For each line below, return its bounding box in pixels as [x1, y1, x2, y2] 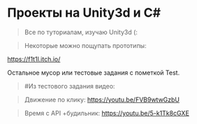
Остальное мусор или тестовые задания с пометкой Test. [7, 68, 180, 77]
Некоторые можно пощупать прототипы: [24, 41, 147, 49]
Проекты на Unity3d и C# [7, 5, 161, 21]
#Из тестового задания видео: [24, 82, 115, 90]
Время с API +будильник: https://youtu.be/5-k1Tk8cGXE [24, 109, 190, 117]
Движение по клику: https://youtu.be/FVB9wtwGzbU [24, 95, 180, 104]
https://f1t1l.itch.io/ [7, 54, 61, 63]
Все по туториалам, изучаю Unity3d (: [24, 28, 138, 36]
